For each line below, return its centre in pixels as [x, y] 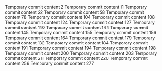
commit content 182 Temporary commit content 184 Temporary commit [77, 43]
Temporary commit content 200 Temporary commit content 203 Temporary [81, 53]
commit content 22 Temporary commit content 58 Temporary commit [75, 12]
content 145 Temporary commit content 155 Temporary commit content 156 [81, 33]
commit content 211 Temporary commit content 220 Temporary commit [76, 58]
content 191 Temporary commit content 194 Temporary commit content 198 [81, 48]
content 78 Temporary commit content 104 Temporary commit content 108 [80, 17]
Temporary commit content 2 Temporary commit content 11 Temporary [76, 7]
